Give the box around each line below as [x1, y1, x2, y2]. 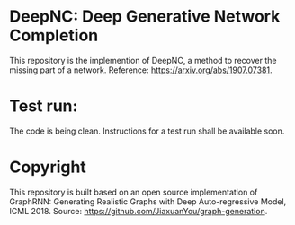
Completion [9, 25, 99, 46]
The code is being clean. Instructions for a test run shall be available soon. [9, 125, 285, 136]
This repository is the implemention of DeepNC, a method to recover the [9, 55, 277, 65]
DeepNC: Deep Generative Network [9, 6, 281, 27]
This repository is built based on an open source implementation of [9, 186, 258, 197]
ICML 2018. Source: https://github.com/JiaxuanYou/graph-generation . [9, 205, 268, 216]
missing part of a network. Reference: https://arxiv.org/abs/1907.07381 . [9, 65, 273, 75]
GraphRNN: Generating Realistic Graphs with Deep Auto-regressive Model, [9, 195, 287, 207]
